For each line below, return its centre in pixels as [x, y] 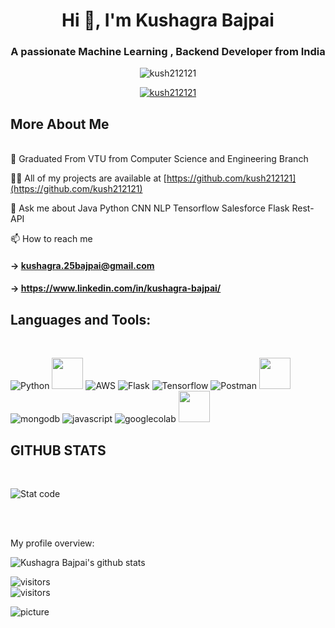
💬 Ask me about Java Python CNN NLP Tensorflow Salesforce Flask [150, 208]
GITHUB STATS [58, 450]
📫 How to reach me [51, 239]
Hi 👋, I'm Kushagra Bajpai [168, 20]
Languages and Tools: [81, 319]
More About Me [60, 124]
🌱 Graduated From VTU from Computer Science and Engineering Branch [159, 159]
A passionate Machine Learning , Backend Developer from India [168, 52]
